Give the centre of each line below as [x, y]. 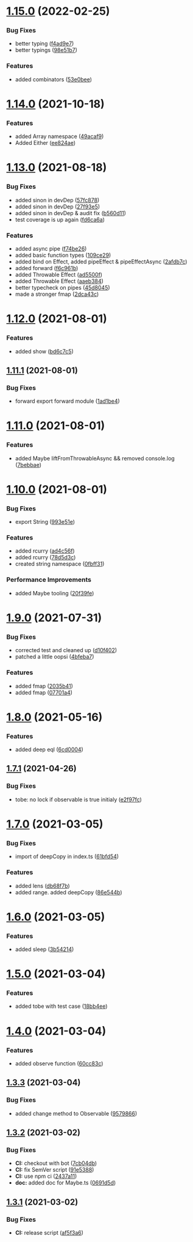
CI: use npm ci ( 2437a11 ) [46, 1176]
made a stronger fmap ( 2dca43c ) [57, 294]
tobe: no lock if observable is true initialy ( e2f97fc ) [78, 799]
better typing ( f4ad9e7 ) [44, 43]
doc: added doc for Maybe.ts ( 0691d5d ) [65, 1183]
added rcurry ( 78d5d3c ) [45, 557]
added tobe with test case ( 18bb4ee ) [61, 1006]
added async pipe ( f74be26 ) [51, 249]
